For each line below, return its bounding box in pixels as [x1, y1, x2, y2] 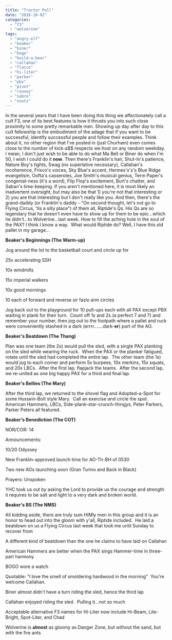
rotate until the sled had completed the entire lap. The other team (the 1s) [5, 354, 161, 360]
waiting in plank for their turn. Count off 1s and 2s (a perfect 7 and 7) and [5, 312, 161, 319]
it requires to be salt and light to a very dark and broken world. [5, 492, 138, 498]
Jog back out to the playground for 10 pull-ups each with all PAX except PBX [5, 307, 167, 313]
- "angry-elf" [10, 36, 40, 42]
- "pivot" [10, 84, 31, 89]
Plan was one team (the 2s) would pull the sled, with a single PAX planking [5, 343, 163, 350]
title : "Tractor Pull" [5, 7, 54, 13]
